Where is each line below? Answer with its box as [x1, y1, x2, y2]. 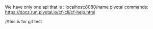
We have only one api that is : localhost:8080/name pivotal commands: [5, 4, 149, 10]
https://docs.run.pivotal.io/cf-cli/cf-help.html [5, 9, 96, 15]
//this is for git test [5, 19, 42, 24]
